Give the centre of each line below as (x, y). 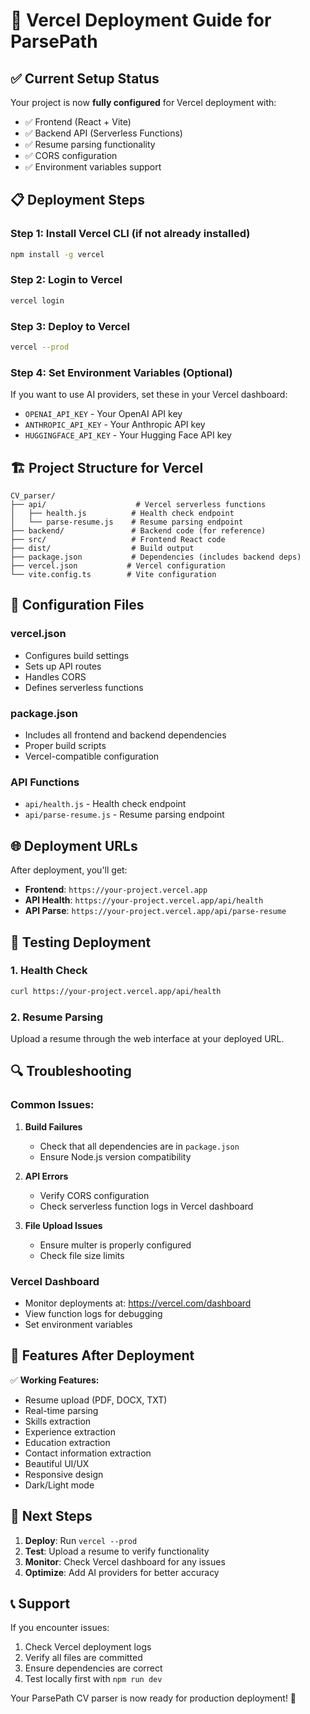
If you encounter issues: (60, 1628)
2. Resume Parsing (56, 1017)
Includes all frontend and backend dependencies (125, 735)
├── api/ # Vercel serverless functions (138, 505)
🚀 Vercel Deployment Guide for (141, 20)
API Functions (45, 782)
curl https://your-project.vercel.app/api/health (116, 991)
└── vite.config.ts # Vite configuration (113, 575)
